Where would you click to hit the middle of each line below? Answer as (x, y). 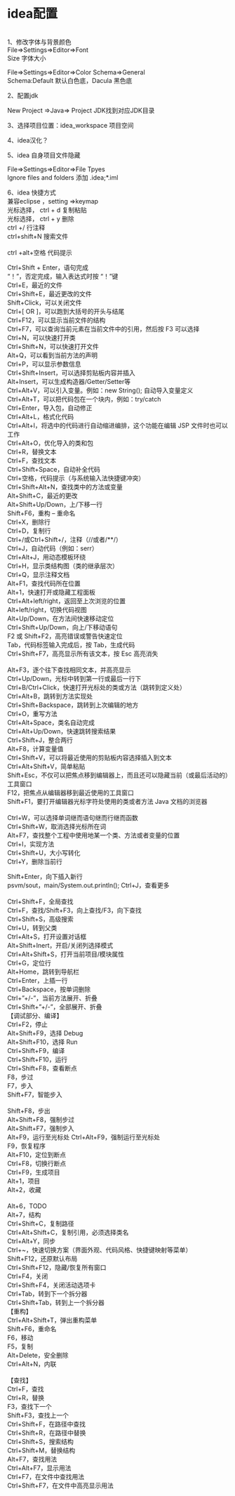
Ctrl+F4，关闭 (28, 1276)
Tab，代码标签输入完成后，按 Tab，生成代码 (71, 644)
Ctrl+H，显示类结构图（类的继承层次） (63, 566)
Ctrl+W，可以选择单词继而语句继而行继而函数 (73, 817)
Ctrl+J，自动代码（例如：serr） (53, 548)
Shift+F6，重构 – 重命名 (41, 513)
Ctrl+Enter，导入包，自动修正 (50, 408)
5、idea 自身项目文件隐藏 (44, 155)
